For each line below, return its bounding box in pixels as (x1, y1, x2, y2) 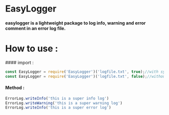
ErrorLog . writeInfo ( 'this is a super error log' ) (5, 105, 112, 110)
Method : (5, 85, 25, 91)
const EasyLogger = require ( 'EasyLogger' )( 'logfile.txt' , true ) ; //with (5, 69, 158, 74)
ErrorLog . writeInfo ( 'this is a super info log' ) (5, 96, 109, 101)
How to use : (5, 43, 58, 54)
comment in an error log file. (5, 25, 66, 31)
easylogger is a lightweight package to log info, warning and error (5, 20, 146, 26)
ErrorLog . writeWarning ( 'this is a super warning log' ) (5, 100, 123, 105)
